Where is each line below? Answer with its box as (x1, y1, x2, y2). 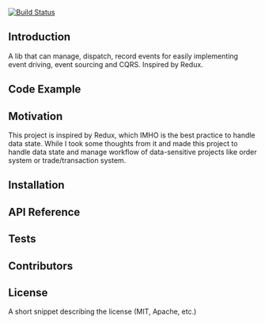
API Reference (8, 205, 81, 219)
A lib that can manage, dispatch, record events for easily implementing (8, 51, 239, 61)
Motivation (8, 109, 63, 122)
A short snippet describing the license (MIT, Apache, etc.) (8, 307, 197, 316)
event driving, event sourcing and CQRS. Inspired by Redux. (8, 59, 203, 69)
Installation (8, 179, 65, 192)
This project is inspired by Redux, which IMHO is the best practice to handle (8, 130, 256, 140)
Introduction (8, 30, 71, 43)
